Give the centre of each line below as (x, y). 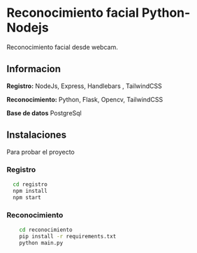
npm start (27, 197)
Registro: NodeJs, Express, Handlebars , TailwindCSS (84, 86)
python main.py (41, 243)
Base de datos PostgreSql (44, 113)
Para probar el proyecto (41, 152)
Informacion (34, 69)
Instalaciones (37, 135)
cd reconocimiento (46, 230)
